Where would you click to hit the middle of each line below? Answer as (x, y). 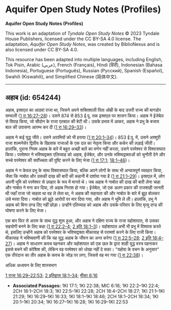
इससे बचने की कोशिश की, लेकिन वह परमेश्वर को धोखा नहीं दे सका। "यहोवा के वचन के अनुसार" (82, 249)
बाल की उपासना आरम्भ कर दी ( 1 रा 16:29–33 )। (46, 127)
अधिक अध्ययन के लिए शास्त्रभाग (31, 265)
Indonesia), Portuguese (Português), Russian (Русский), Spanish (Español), (84, 70)
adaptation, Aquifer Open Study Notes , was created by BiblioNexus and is (83, 44)
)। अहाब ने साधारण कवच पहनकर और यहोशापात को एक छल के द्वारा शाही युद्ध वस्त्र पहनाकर (84, 243)
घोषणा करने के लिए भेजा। (26, 210)
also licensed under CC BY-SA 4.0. (42, 49)
